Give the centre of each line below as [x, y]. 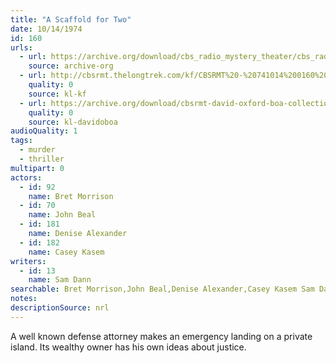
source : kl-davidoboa [73, 122]
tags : [21, 141]
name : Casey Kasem [66, 252]
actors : [26, 177]
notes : [24, 299]
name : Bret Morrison [71, 196]
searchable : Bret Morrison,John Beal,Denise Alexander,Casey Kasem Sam [162, 289]
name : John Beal [62, 215]
